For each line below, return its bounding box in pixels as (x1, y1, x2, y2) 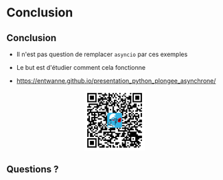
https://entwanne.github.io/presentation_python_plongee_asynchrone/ (16, 77, 216, 85)
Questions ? (6, 164, 59, 175)
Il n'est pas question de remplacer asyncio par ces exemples (16, 50, 188, 58)
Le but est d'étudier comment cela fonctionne (16, 64, 145, 71)
